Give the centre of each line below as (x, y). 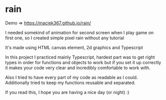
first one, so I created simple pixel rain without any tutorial (65, 38)
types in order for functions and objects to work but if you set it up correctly (83, 62)
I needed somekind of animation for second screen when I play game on (80, 32)
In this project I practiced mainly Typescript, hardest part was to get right (80, 57)
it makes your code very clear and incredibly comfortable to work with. (78, 68)
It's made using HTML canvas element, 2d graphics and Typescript (74, 47)
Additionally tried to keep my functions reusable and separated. (70, 83)
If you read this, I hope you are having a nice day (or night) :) (67, 92)
